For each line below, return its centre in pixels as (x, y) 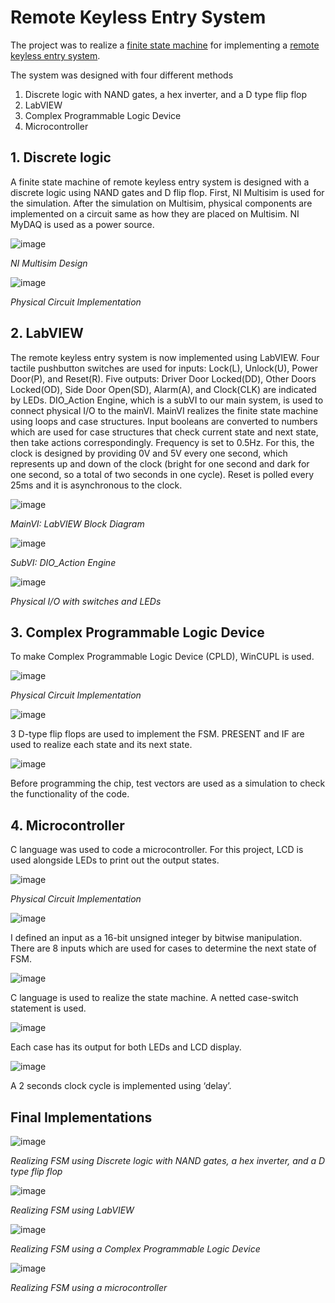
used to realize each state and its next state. (101, 745)
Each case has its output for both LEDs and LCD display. (126, 1047)
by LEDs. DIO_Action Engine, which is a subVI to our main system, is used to (167, 400)
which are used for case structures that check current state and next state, (164, 432)
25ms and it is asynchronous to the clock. (96, 485)
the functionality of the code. (70, 794)
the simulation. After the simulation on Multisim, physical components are (161, 203)
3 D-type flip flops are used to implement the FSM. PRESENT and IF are (157, 734)
